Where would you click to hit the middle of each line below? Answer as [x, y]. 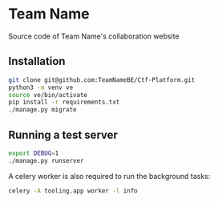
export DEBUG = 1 [34, 153]
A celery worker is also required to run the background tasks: [109, 176]
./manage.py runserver [46, 160]
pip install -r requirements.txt [64, 102]
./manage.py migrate [43, 110]
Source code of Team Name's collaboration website [94, 36]
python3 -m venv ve [41, 87]
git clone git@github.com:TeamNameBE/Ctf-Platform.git [102, 80]
